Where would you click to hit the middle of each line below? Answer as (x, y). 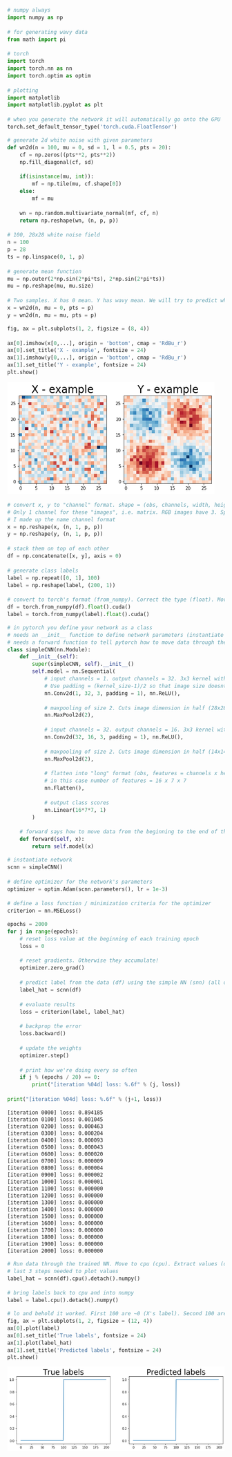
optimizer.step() (45, 1055)
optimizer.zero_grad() (52, 968)
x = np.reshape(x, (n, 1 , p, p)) (55, 527)
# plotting (23, 90)
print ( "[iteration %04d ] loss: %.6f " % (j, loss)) (106, 1085)
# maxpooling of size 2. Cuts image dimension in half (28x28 (135, 708)
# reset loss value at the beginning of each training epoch (109, 939)
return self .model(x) (63, 846)
